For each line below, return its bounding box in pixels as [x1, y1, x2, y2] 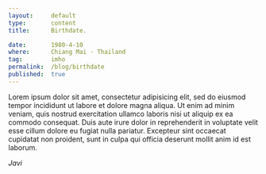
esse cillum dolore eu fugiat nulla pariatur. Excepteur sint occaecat [8, 126, 226, 135]
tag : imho [8, 56, 66, 64]
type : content [8, 19, 77, 27]
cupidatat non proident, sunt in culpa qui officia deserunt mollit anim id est [8, 134, 252, 144]
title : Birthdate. [8, 26, 87, 34]
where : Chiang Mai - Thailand [8, 48, 126, 56]
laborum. [8, 142, 38, 152]
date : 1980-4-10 [8, 41, 83, 48]
